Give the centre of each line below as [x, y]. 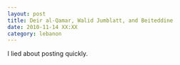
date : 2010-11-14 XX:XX [43, 27]
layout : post [27, 14]
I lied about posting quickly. [48, 54]
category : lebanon [35, 34]
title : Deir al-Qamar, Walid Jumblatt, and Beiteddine [90, 20]
